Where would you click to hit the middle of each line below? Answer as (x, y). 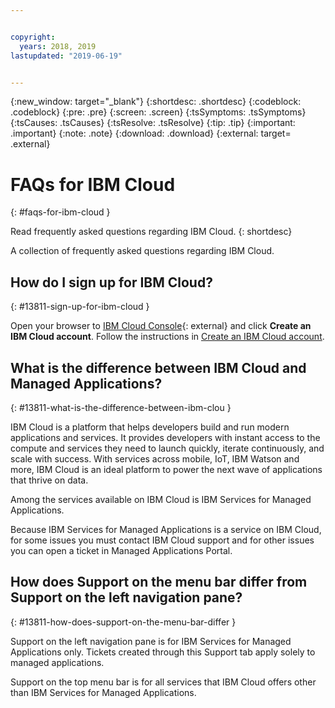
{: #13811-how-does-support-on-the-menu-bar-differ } (123, 622)
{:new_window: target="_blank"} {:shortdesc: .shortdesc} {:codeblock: (156, 102)
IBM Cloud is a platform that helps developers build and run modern (150, 427)
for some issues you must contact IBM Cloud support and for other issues (162, 540)
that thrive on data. (49, 480)
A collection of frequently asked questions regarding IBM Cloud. (142, 251)
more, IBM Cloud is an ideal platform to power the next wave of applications (166, 469)
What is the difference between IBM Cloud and (158, 367)
